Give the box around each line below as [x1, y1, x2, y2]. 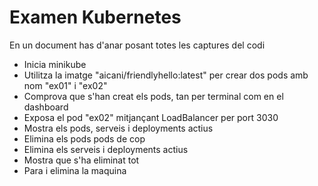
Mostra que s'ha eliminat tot [23, 154, 140, 166]
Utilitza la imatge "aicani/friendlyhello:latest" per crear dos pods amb [23, 69, 309, 81]
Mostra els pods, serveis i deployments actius [23, 122, 214, 134]
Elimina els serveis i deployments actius [23, 143, 189, 155]
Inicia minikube [23, 58, 87, 70]
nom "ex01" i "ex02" [23, 79, 108, 91]
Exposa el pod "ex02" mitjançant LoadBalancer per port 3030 [23, 111, 279, 123]
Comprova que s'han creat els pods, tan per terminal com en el [23, 90, 284, 102]
